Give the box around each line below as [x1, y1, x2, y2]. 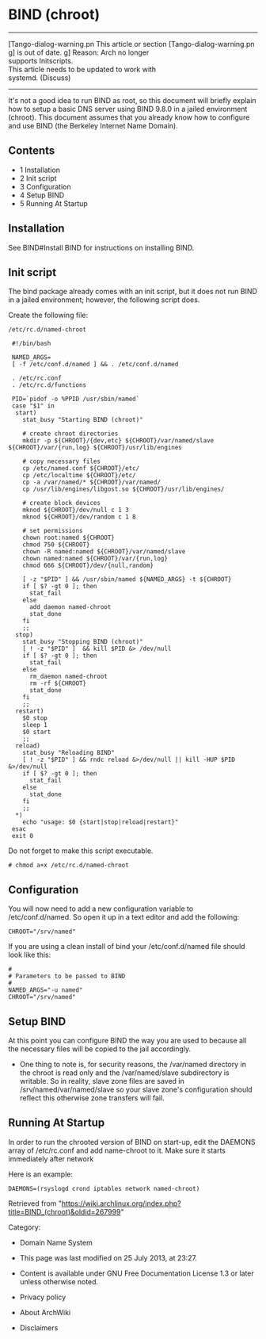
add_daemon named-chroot [28, 603, 112, 611]
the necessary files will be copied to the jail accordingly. [8, 1044, 192, 1054]
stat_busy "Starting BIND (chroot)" [22, 416, 144, 424]
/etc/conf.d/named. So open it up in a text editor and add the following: [8, 912, 240, 922]
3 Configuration [19, 182, 71, 191]
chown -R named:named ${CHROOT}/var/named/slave [22, 548, 186, 556]
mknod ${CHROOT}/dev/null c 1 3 [22, 506, 129, 515]
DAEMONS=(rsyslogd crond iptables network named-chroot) [8, 1184, 200, 1192]
